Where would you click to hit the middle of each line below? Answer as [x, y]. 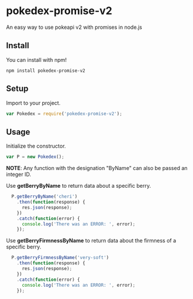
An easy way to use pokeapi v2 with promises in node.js [74, 27]
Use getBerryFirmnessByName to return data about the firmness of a [91, 241]
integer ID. [19, 174]
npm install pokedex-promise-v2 [46, 71]
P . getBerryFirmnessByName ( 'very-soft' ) [60, 258]
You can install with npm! [36, 59]
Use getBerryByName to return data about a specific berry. [79, 186]
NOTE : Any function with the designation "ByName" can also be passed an [97, 168]
